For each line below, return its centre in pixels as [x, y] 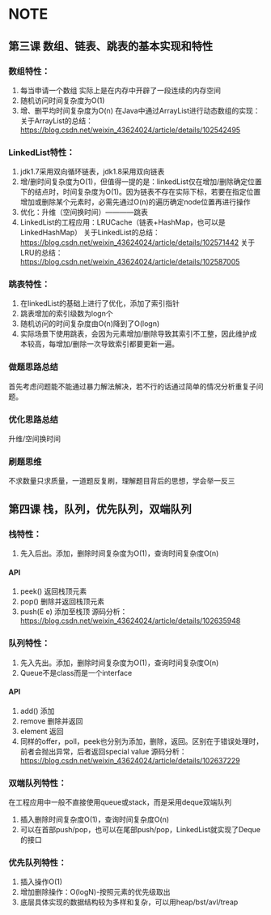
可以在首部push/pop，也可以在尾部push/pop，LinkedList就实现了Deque [140, 830]
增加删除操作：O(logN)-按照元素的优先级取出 [95, 892]
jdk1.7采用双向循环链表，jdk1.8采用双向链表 [92, 172]
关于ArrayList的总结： [57, 120]
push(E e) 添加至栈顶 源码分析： [74, 612]
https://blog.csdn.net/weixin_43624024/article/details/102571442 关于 [138, 243]
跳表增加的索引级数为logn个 [66, 314]
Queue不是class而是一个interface [76, 672]
